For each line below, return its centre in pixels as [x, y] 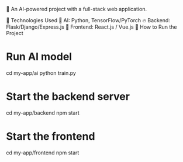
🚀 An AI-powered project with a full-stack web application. [77, 9]
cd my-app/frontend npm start [43, 153]
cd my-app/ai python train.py [41, 73]
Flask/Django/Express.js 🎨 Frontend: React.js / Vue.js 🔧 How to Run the [91, 27]
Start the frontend [51, 137]
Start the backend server [68, 97]
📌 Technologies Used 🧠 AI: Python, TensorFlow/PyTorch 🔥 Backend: [88, 20]
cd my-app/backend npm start [43, 113]
